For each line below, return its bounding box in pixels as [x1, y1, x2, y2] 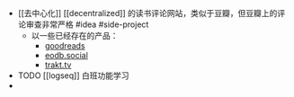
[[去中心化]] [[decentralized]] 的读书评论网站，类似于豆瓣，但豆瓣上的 [17, 8, 278, 18]
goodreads [44, 40, 85, 51]
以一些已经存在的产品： [31, 31, 119, 40]
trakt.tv [44, 59, 72, 70]
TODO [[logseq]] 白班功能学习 [17, 70, 129, 81]
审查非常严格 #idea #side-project [25, 19, 149, 30]
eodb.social [44, 50, 88, 60]
